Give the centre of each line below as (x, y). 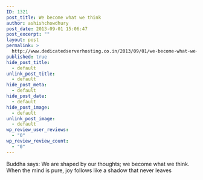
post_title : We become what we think (54, 18)
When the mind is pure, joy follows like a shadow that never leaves (89, 170)
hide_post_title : (28, 62)
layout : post (23, 40)
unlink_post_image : (31, 118)
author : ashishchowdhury (37, 23)
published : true (27, 57)
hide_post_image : (28, 107)
